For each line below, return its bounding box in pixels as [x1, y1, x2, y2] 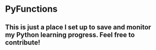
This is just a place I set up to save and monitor [5, 23, 152, 31]
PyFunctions [5, 3, 58, 15]
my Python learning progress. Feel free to [5, 30, 135, 39]
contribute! [5, 38, 40, 47]
